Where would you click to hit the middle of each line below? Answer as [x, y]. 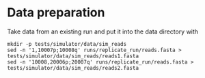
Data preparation [56, 13]
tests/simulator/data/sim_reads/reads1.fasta [73, 56]
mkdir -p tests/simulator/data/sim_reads [67, 44]
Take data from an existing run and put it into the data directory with [103, 31]
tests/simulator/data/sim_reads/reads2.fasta [73, 68]
